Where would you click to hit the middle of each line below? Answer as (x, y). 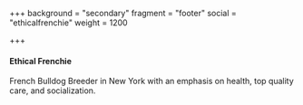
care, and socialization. (53, 91)
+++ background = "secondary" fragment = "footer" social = (123, 13)
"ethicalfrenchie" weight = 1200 (69, 23)
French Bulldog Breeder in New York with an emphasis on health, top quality (152, 81)
